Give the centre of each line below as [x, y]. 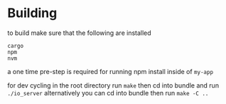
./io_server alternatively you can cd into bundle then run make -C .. [108, 93]
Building [32, 13]
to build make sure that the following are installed [79, 33]
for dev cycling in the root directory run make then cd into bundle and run [113, 85]
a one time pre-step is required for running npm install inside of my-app [111, 71]
